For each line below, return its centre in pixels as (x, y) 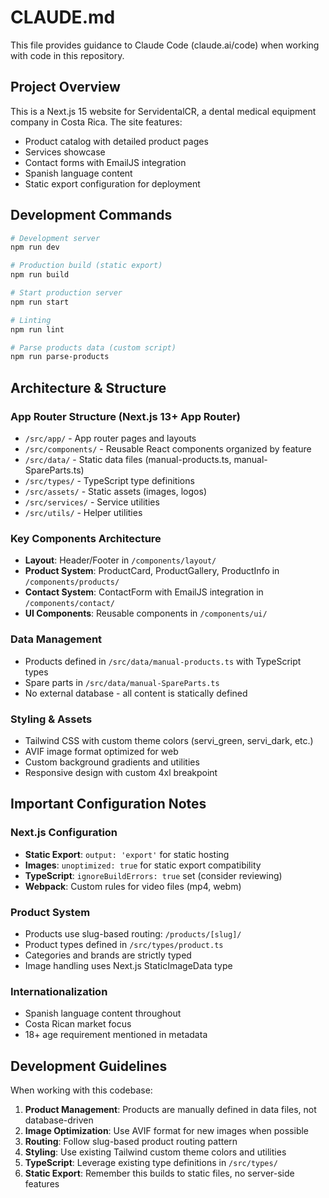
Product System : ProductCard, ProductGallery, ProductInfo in (152, 571)
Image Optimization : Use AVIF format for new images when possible (167, 1130)
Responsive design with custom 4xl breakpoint (121, 772)
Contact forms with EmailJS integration (105, 162)
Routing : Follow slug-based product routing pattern (131, 1141)
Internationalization (59, 991)
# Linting (31, 320)
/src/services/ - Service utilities (92, 502)
